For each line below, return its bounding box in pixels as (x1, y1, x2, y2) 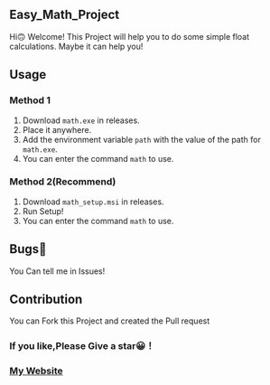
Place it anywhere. (22, 124, 92, 135)
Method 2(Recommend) (9, 175, 116, 188)
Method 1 (9, 94, 51, 107)
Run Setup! (22, 205, 64, 216)
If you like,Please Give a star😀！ (9, 340, 155, 352)
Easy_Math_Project (9, 7, 120, 23)
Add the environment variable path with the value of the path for (22, 134, 262, 145)
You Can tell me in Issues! (9, 266, 106, 277)
